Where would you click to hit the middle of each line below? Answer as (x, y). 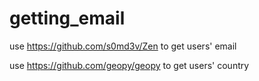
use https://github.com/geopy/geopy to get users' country (129, 65)
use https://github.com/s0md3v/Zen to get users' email (123, 46)
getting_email (67, 18)
